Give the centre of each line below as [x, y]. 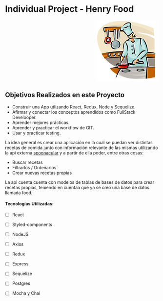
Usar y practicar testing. [36, 133]
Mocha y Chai [26, 293]
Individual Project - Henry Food [70, 9]
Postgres [21, 283]
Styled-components [32, 225]
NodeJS [20, 234]
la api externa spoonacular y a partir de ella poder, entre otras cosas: [74, 152]
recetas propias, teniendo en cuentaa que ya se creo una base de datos [77, 187]
